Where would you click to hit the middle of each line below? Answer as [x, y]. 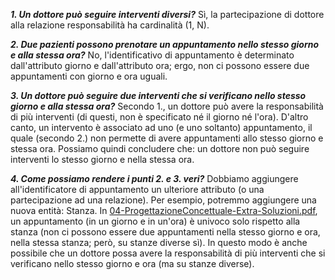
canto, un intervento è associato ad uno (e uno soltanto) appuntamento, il [161, 127]
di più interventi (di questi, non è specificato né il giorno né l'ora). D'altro [159, 117]
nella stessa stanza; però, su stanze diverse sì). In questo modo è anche [159, 242]
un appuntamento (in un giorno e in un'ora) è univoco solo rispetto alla [155, 221]
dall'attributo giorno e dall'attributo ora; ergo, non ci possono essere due [160, 65]
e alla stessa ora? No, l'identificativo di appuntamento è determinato [152, 55]
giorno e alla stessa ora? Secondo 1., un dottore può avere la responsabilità [167, 106]
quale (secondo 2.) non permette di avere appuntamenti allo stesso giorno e [167, 138]
